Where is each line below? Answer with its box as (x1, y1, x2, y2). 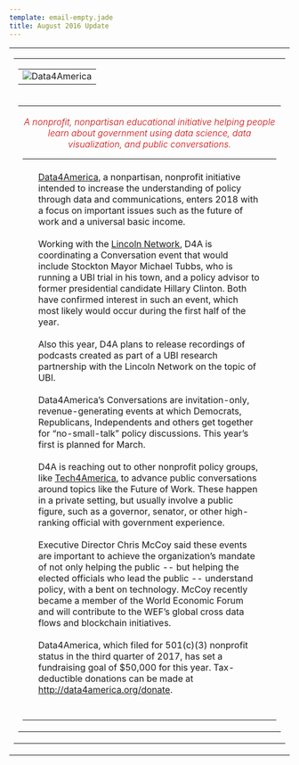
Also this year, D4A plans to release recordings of (38, 338, 246, 350)
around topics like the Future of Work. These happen (38, 482, 258, 495)
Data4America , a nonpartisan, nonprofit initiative (38, 170, 241, 183)
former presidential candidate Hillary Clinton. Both (38, 282, 247, 294)
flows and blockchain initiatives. (38, 616, 172, 629)
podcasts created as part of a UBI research (38, 349, 218, 361)
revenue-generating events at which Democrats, (38, 405, 242, 417)
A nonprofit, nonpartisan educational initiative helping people (23, 115, 276, 127)
